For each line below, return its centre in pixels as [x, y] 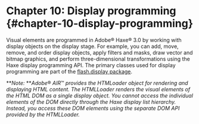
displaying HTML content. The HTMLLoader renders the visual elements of [98, 89]
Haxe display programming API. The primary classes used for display [91, 65]
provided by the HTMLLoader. [43, 115]
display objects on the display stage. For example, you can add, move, [92, 46]
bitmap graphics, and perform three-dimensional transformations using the [98, 59]
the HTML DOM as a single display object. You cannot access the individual [100, 96]
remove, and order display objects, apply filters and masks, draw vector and [99, 52]
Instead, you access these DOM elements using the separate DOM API [93, 108]
